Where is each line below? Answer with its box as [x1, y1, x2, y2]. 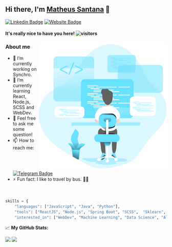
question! [12, 131, 33, 138]
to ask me [12, 120, 34, 126]
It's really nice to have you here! [5, 30, 75, 36]
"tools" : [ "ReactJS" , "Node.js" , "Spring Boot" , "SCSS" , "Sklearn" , [14, 209, 166, 215]
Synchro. [12, 71, 32, 78]
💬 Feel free [12, 115, 36, 121]
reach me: [12, 144, 34, 150]
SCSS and [12, 104, 34, 110]
